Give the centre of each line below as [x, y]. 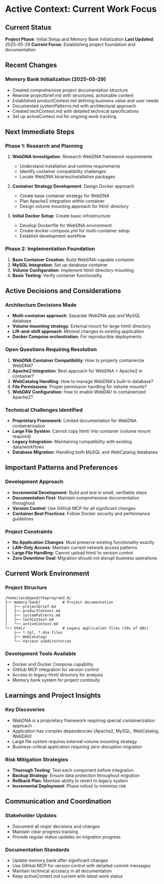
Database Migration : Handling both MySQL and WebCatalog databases [85, 452]
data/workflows [28, 447]
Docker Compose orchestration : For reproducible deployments [77, 337]
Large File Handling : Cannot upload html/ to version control [73, 552]
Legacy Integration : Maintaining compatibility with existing [72, 441]
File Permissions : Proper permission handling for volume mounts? [79, 386]
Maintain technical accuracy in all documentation [62, 871]
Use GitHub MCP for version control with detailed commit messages [82, 865]
